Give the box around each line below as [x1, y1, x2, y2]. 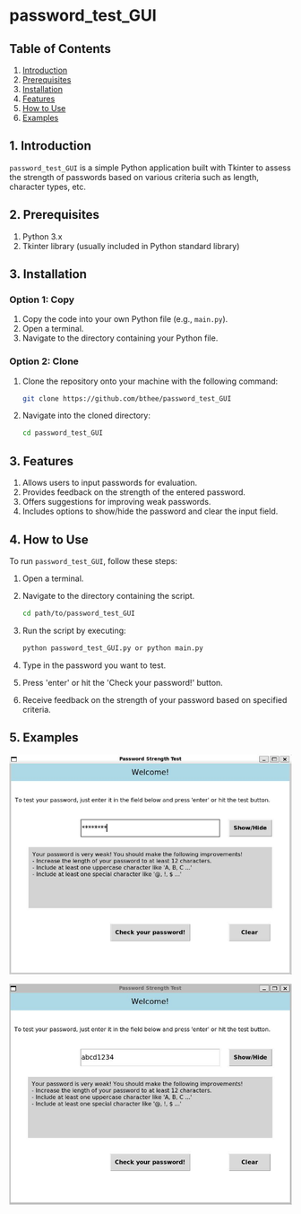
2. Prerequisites [9, 207, 100, 222]
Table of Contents [9, 41, 112, 56]
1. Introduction [9, 138, 91, 153]
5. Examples [9, 730, 79, 745]
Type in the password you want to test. [21, 660, 167, 671]
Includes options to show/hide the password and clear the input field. [21, 506, 279, 516]
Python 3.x [21, 230, 63, 242]
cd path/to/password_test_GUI [21, 609, 136, 618]
